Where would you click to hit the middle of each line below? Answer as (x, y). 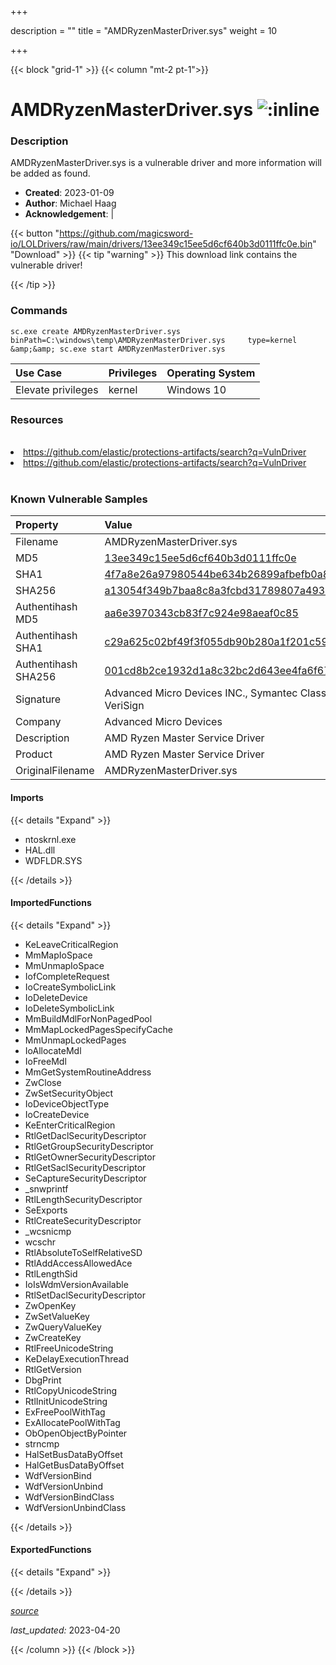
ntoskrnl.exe (50, 839)
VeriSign (124, 706)
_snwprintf (46, 1188)
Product (34, 754)
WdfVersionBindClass (69, 1497)
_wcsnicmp (48, 1231)
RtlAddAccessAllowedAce (78, 1263)
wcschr (40, 1242)
